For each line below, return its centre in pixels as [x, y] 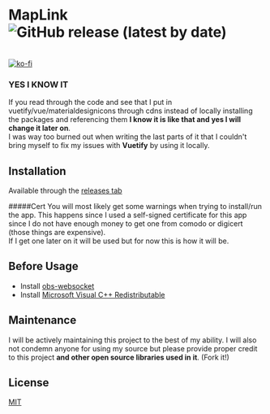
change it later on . [40, 129]
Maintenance [43, 320]
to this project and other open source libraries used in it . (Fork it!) [119, 357]
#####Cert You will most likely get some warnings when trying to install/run [135, 207]
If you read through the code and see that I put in [90, 102]
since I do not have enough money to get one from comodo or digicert [126, 224]
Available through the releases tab [66, 191]
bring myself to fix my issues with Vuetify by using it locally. [109, 146]
